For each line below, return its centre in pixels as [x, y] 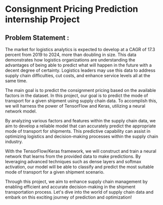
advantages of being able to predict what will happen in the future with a [79, 65]
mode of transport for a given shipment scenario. [55, 172]
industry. [14, 142]
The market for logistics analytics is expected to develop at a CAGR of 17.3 [80, 49]
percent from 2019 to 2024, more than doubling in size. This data [71, 55]
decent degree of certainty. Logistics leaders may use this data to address [80, 70]
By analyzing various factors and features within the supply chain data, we [81, 121]
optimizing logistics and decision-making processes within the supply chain [82, 136]
